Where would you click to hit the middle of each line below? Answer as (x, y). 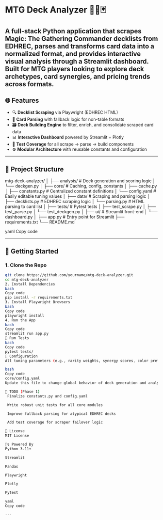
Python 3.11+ (18, 449)
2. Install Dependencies (30, 284)
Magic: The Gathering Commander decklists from (81, 39)
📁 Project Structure (34, 169)
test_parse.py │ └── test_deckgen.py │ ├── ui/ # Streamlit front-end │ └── (81, 212)
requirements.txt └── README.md (40, 222)
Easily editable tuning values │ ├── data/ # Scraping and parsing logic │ (78, 196)
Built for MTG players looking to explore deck (74, 69)
